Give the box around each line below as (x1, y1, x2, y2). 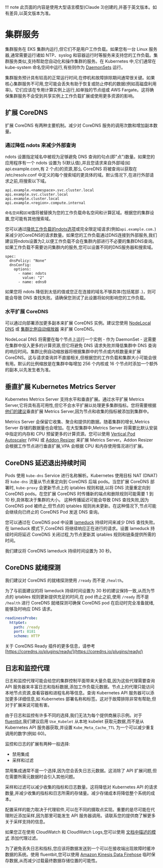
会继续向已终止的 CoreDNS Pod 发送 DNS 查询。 (5, 509, 102, 514)
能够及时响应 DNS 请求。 (5, 606, 55, 612)
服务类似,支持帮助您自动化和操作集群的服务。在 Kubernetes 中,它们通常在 (9, 58, 156, 64)
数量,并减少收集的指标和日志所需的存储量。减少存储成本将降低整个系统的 (5, 790, 151, 796)
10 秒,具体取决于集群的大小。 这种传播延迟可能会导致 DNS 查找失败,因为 (5, 496, 149, 502)
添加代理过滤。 (10, 835, 40, 841)
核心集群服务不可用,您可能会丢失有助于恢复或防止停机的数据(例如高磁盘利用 (5, 81, 157, 87)
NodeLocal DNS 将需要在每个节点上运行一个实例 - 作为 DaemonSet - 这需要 (5, 337, 157, 342)
